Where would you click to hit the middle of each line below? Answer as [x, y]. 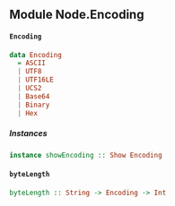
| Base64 [34, 96]
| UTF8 [30, 72]
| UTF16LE [35, 80]
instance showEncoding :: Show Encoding [86, 155]
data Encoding [36, 55]
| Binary [34, 105]
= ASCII [32, 63]
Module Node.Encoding [77, 15]
